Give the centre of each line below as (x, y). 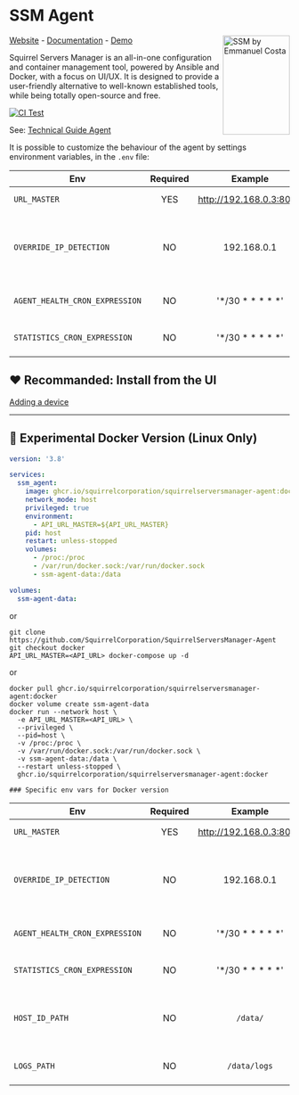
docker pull (31, 688)
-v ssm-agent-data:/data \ (67, 759)
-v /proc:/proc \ (49, 743)
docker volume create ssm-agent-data (79, 704)
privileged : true (57, 508)
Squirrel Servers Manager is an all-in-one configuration (110, 57)
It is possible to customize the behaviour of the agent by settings (128, 147)
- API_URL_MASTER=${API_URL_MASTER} (101, 524)
